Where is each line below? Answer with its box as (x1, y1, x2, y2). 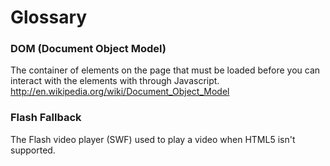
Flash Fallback (10, 111, 82, 125)
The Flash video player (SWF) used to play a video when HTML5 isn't (10, 133, 296, 145)
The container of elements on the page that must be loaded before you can (10, 64, 321, 76)
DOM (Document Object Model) (10, 42, 167, 56)
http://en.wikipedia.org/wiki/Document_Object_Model (10, 86, 230, 98)
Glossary (10, 6, 88, 29)
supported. (10, 144, 56, 156)
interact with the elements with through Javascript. (10, 75, 220, 87)
